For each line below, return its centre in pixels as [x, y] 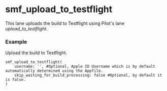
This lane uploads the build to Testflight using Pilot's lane [65, 23]
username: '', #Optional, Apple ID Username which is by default [85, 67]
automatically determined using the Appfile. [54, 71]
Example [16, 41]
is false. [16, 80]
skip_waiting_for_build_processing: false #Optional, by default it [88, 75]
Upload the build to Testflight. [36, 53]
